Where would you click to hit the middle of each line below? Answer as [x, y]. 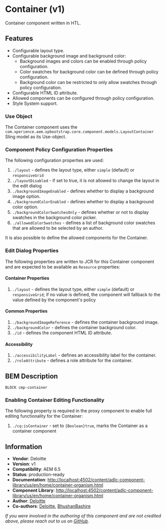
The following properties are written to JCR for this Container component [80, 262]
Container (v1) [35, 9]
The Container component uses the [41, 127]
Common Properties [27, 311]
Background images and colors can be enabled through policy [83, 61]
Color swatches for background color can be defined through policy [89, 72]
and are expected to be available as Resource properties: [63, 266]
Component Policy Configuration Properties [59, 149]
